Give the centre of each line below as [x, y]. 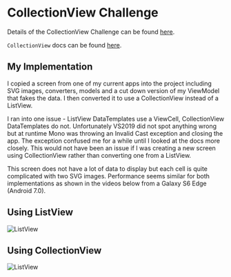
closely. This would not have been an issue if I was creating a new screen [111, 148]
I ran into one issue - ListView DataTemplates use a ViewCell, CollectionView [116, 119]
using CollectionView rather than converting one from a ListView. [99, 155]
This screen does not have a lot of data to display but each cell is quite [108, 168]
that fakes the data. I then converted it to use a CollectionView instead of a [113, 98]
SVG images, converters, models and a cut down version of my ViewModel [113, 90]
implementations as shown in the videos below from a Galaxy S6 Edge [107, 183]
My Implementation [50, 67]
